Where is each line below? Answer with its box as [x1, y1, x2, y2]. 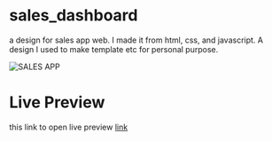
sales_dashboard [9, 5, 138, 26]
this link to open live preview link [9, 121, 128, 132]
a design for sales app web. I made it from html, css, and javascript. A [9, 35, 264, 45]
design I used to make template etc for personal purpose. [9, 43, 219, 54]
